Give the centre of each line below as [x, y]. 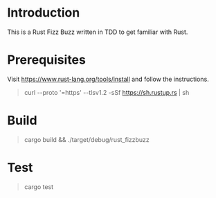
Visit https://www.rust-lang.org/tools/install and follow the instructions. [108, 79]
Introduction [44, 13]
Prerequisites [47, 60]
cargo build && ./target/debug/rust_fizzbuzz [87, 139]
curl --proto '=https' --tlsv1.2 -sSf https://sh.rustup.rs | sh [107, 92]
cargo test [39, 187]
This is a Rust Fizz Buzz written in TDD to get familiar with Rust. [98, 32]
